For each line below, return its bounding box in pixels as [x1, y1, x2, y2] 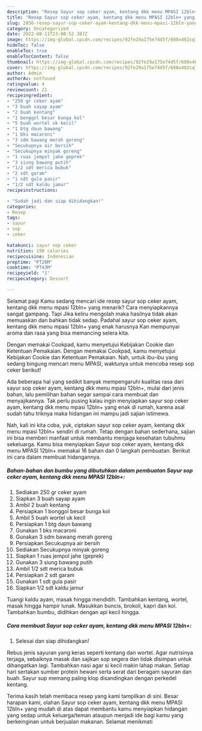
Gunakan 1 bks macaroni [15, 527, 77, 534]
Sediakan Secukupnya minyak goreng [15, 546, 110, 553]
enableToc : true [7, 48, 47, 54]
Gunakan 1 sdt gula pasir [15, 577, 77, 585]
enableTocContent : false [7, 53, 69, 59]
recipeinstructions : [7, 187, 59, 193]
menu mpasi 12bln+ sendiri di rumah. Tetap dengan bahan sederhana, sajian [7, 428, 195, 435]
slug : [7, 20, 20, 26]
